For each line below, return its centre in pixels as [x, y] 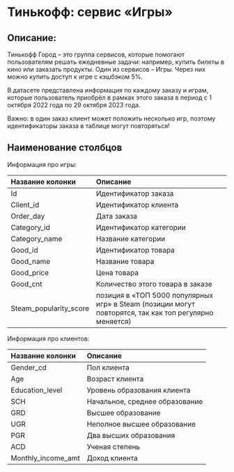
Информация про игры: [42, 164]
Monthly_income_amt [45, 458]
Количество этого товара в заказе [154, 284]
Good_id [24, 250]
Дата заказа [117, 216]
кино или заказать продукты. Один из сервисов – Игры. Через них [106, 69]
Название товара [125, 261]
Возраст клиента [115, 379]
